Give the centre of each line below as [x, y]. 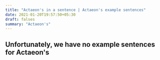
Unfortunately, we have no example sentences [80, 44]
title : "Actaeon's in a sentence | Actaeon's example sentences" [75, 10]
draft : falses [20, 19]
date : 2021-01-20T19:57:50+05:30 [41, 15]
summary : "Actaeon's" [28, 24]
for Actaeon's [27, 52]
